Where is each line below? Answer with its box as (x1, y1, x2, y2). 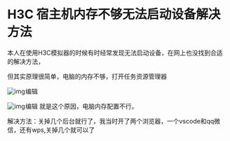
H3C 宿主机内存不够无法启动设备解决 (7, 6, 221, 22)
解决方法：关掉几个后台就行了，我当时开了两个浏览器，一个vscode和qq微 (7, 116, 221, 125)
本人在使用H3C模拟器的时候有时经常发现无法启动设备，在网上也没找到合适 (7, 48, 223, 57)
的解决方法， (7, 57, 44, 65)
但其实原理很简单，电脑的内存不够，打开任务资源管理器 (7, 72, 167, 81)
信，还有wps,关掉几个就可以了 (7, 126, 95, 134)
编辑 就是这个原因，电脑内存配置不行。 (25, 102, 138, 110)
